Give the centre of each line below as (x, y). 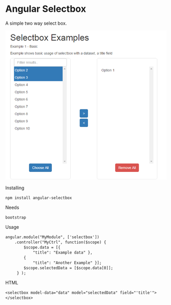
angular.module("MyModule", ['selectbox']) (52, 237)
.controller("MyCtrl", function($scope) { (60, 242)
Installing (15, 188)
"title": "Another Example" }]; (67, 263)
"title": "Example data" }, (63, 253)
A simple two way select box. (36, 23)
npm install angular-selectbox (39, 198)
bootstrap (16, 217)
